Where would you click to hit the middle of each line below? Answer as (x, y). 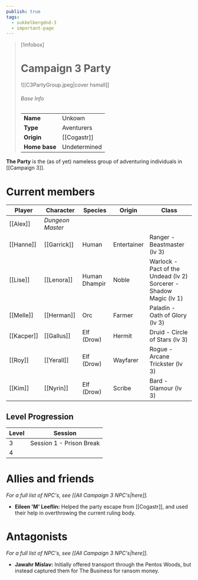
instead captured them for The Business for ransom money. (87, 571)
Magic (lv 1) (166, 298)
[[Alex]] (20, 224)
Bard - (159, 381)
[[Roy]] (19, 360)
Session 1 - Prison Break (65, 443)
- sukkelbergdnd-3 (34, 22)
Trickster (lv (166, 364)
